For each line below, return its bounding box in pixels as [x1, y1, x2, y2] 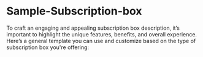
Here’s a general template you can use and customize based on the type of [6, 37, 196, 44]
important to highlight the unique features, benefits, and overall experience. [6, 30, 197, 38]
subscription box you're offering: [6, 44, 90, 51]
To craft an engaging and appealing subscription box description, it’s [6, 24, 180, 32]
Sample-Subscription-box [6, 4, 142, 18]
